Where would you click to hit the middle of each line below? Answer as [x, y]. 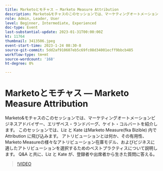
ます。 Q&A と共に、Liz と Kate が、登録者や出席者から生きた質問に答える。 [81, 154]
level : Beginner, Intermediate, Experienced [51, 23]
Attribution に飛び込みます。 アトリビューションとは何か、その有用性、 [76, 136]
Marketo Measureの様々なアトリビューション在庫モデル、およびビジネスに [80, 142]
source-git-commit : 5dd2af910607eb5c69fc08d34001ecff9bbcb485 [69, 50]
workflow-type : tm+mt [27, 54]
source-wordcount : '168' [30, 59]
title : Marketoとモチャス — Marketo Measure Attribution [62, 9]
